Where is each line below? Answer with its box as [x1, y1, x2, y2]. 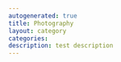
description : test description [8, 42, 114, 50]
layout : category [8, 27, 67, 35]
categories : [8, 34, 48, 43]
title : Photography [8, 19, 74, 27]
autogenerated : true [8, 11, 78, 20]
